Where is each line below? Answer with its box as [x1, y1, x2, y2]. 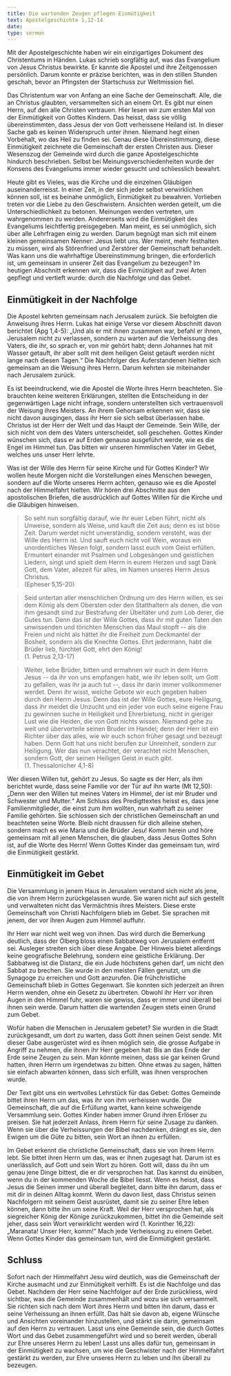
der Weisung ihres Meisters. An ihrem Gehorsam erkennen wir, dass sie [7, 406, 210, 415]
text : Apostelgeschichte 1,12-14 [7, 17, 103, 24]
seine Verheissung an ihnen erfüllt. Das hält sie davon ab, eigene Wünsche [7, 1309, 220, 1318]
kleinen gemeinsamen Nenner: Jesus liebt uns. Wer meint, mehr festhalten [7, 237, 219, 246]
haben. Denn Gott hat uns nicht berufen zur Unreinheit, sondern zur [23, 740, 217, 748]
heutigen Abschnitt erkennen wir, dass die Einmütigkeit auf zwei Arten [7, 266, 207, 275]
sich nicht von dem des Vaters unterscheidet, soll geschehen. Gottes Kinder [7, 428, 223, 437]
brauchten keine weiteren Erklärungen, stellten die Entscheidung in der [7, 392, 209, 400]
